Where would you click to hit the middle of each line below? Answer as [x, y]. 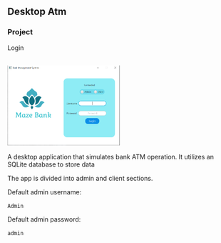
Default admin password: [44, 219]
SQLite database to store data [51, 164]
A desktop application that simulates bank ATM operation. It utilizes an [110, 157]
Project [20, 32]
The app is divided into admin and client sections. [80, 178]
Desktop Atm [37, 12]
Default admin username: [45, 192]
